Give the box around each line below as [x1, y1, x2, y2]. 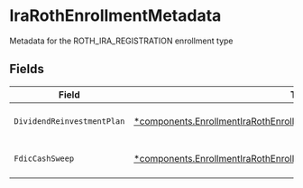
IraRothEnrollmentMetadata [9, 5, 222, 26]
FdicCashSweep [14, 153, 75, 164]
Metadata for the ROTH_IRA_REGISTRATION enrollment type [9, 35, 234, 46]
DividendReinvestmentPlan [14, 116, 125, 127]
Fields [9, 61, 45, 77]
